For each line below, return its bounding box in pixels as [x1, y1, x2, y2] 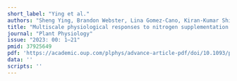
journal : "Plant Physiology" [7, 30, 93, 37]
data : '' [7, 56, 33, 63]
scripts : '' [7, 63, 42, 70]
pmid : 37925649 [7, 43, 52, 50]
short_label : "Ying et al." [7, 10, 90, 18]
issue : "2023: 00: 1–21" [7, 37, 80, 44]
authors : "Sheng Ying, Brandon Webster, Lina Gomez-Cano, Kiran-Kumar [7, 17, 219, 24]
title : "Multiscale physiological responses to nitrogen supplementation [7, 23, 229, 30]
